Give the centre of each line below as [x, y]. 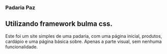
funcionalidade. [22, 46]
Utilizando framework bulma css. [59, 24]
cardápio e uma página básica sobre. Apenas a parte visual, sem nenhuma [83, 41]
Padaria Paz [20, 8]
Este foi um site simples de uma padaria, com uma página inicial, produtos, [84, 36]
